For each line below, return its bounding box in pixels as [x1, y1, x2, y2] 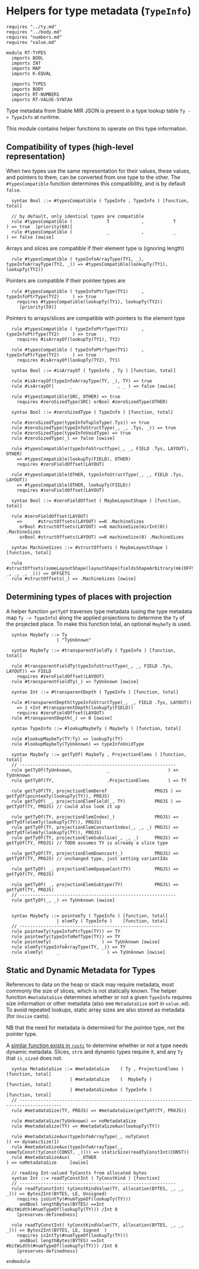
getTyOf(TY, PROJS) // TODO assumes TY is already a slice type [6, 840, 168, 846]
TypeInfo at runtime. [11, 113, 61, 120]
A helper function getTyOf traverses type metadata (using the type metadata [6, 608, 192, 615]
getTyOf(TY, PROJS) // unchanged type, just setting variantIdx [6, 855, 168, 862]
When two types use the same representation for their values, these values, [6, 167, 191, 174]
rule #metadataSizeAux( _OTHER [11, 1155, 97, 1161]
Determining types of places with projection [6, 592, 172, 602]
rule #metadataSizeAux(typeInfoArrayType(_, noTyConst [11, 1134, 150, 1140]
